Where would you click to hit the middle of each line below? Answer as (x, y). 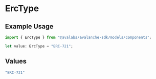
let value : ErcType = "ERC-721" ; (39, 46)
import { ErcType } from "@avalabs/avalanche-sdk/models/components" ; (78, 37)
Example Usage (29, 26)
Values (16, 61)
